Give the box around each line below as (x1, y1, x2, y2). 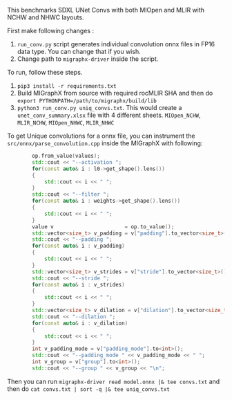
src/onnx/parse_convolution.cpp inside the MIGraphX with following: (7, 139, 203, 147)
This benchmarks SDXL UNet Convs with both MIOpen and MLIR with (7, 6, 205, 14)
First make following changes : (7, 27, 95, 35)
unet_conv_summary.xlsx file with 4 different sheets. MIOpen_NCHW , (17, 111, 202, 119)
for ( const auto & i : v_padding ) (32, 242, 126, 250)
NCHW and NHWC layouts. (7, 13, 84, 21)
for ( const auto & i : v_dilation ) (32, 320, 128, 327)
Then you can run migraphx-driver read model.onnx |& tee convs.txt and (7, 377, 220, 385)
